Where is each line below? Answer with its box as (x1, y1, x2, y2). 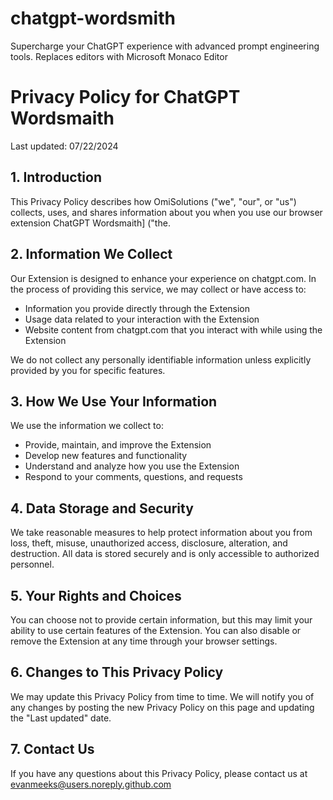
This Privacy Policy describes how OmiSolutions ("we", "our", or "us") (10, 195, 297, 207)
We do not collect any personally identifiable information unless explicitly (10, 353, 312, 366)
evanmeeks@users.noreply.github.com (10, 778, 172, 790)
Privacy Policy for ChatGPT (10, 86, 241, 109)
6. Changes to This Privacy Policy (10, 664, 224, 681)
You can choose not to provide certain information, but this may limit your (10, 613, 313, 626)
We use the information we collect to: (10, 420, 164, 432)
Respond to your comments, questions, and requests (24, 471, 243, 483)
